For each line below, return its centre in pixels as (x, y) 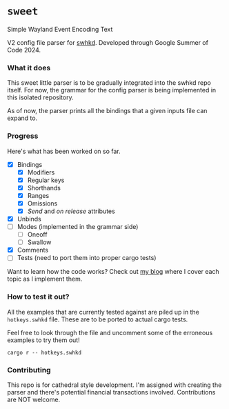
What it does (29, 68)
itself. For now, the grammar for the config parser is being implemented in (112, 90)
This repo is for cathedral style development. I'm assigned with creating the (114, 385)
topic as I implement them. (45, 279)
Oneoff (37, 235)
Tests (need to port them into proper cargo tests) (87, 258)
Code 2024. (24, 50)
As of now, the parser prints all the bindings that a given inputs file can (107, 111)
